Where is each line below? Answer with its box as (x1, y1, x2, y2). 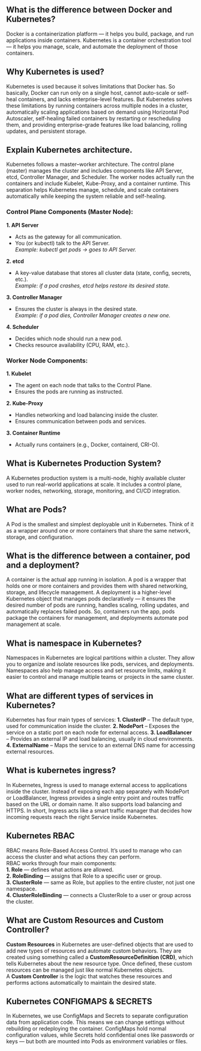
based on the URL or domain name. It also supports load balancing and (6, 800, 182, 807)
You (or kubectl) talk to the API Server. (14, 239, 110, 247)
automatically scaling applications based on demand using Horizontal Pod (6, 108, 189, 115)
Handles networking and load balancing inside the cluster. (14, 411, 159, 418)
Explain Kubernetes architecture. (6, 145, 133, 155)
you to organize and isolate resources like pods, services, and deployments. (6, 661, 194, 668)
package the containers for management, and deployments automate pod (6, 614, 188, 622)
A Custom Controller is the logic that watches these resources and (6, 972, 172, 979)
